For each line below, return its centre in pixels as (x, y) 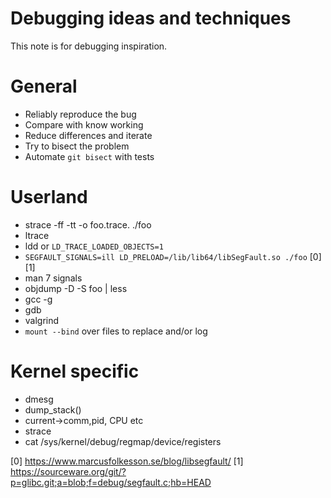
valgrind (42, 320)
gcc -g (38, 299)
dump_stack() (53, 409)
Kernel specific (75, 371)
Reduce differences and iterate (88, 135)
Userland (49, 197)
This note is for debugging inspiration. (89, 46)
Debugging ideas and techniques (151, 18)
